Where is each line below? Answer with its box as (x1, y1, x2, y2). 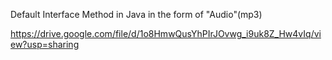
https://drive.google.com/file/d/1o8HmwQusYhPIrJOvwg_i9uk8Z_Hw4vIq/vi (10, 28, 322, 39)
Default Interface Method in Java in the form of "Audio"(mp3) (10, 9, 263, 20)
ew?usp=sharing (10, 39, 80, 50)
